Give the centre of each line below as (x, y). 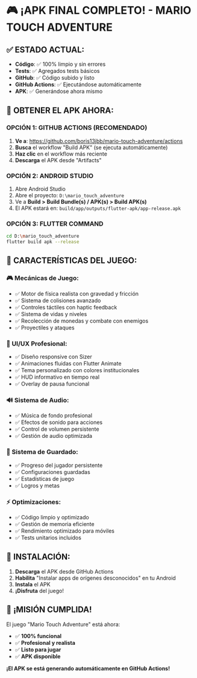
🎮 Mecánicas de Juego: (43, 278)
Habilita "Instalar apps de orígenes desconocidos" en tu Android (95, 578)
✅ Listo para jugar (38, 649)
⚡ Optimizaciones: (34, 502)
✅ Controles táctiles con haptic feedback (66, 307)
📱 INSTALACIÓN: (38, 557)
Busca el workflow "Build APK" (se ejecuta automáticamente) (91, 147)
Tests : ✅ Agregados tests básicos (57, 71)
